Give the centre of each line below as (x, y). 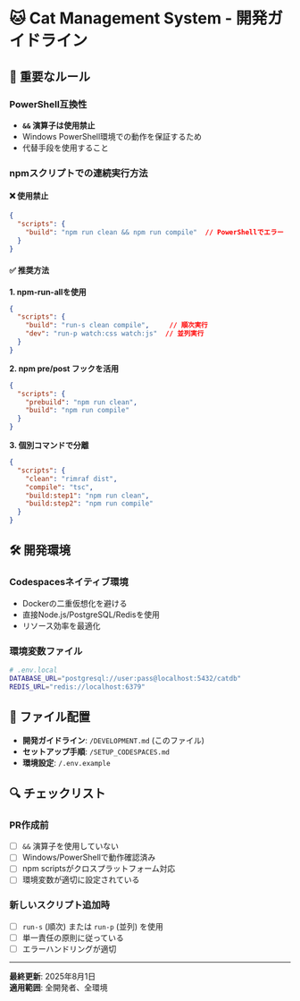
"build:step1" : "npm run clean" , (87, 496)
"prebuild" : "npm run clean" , (82, 402)
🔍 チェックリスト (58, 793)
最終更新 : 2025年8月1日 (53, 976)
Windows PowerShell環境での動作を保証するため (112, 136)
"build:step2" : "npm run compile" (89, 504)
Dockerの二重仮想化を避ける (75, 603)
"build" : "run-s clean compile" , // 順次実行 (117, 326)
